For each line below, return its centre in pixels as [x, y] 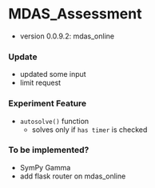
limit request [40, 83]
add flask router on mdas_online [73, 176]
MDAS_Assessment [75, 14]
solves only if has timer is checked [89, 130]
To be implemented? [49, 150]
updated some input [53, 74]
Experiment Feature [48, 103]
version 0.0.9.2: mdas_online [67, 36]
